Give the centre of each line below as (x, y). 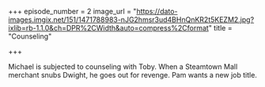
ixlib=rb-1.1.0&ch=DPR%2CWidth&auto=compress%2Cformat (109, 28)
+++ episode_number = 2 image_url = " (72, 11)
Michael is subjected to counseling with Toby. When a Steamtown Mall (123, 67)
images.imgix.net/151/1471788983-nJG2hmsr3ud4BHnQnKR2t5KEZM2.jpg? (131, 20)
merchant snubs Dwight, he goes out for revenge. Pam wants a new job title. (132, 75)
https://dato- (157, 11)
